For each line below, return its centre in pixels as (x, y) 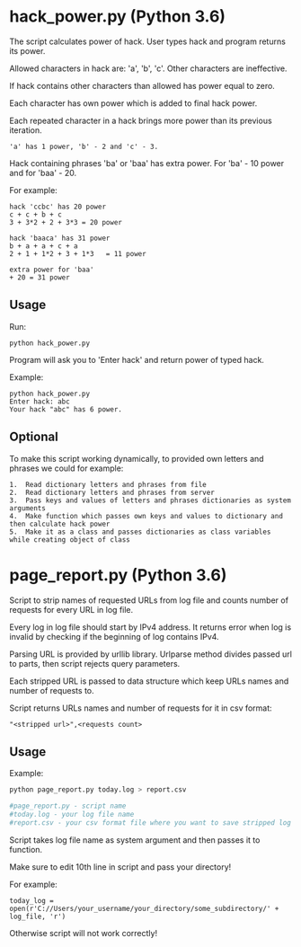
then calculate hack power (60, 524)
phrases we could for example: (66, 468)
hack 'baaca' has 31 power (60, 238)
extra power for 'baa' (52, 270)
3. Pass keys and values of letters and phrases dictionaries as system (150, 500)
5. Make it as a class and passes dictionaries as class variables (140, 532)
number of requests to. (52, 690)
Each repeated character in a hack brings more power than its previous (141, 120)
